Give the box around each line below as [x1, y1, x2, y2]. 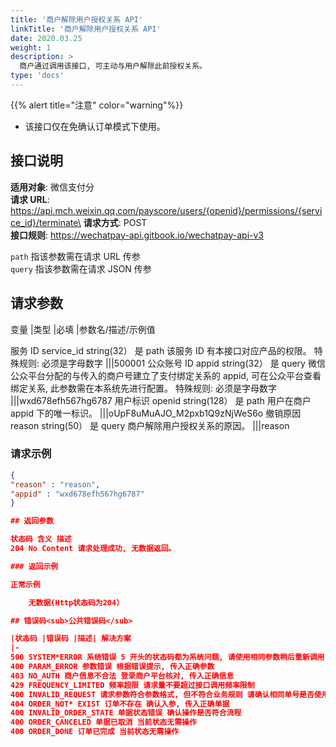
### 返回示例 [10, 561, 59, 571]
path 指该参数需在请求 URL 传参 [10, 250, 141, 262]
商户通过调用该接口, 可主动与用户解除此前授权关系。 [19, 61, 208, 71]
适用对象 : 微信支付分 [10, 181, 95, 193]
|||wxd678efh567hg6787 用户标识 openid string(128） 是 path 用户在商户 [10, 394, 312, 406]
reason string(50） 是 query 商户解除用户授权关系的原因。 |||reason [10, 419, 290, 431]
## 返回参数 [10, 516, 55, 526]
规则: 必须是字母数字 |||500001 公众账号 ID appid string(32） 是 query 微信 [18, 357, 326, 369]
